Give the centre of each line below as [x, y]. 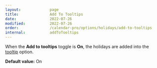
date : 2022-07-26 [39, 19]
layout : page [32, 10]
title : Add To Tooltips [44, 14]
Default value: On [24, 61]
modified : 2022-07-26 [39, 23]
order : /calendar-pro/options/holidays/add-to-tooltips [79, 28]
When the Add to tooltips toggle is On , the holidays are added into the [77, 47]
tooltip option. [19, 52]
